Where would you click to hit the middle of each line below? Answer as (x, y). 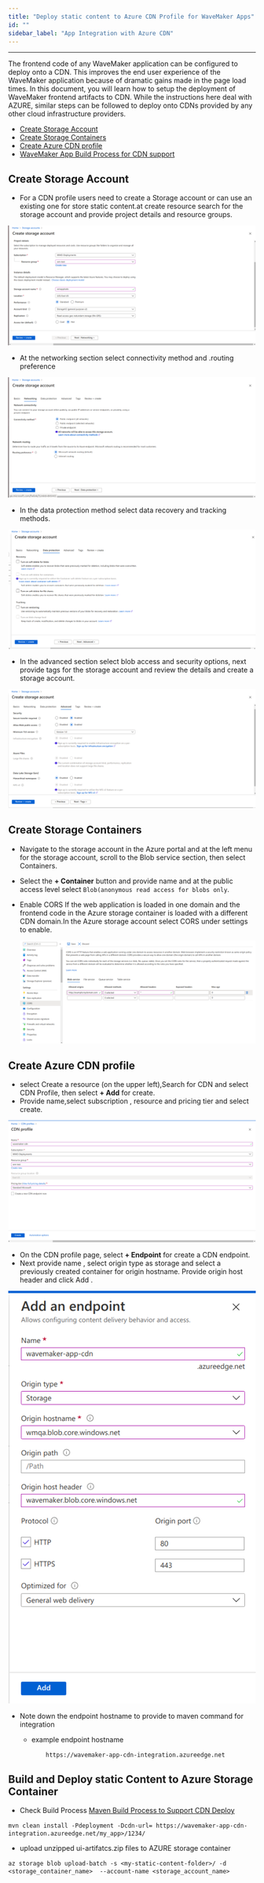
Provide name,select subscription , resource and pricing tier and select (134, 1101)
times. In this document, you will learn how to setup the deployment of (122, 89)
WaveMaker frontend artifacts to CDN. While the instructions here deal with (130, 97)
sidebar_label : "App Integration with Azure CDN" (91, 33)
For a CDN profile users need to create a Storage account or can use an (136, 198)
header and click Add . (56, 1279)
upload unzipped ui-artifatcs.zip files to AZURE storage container (125, 1848)
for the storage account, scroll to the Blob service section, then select (132, 857)
